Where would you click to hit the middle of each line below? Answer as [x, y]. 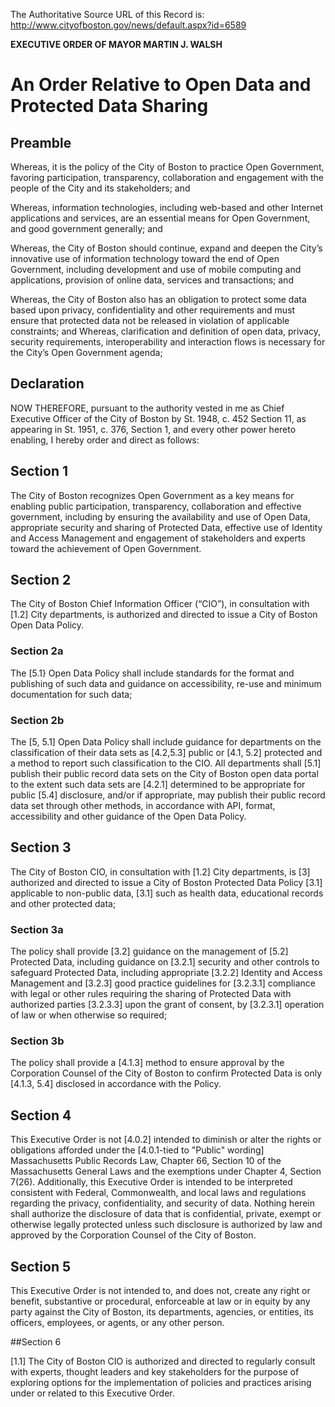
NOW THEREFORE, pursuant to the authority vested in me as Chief [147, 408]
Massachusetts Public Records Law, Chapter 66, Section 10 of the [146, 1161]
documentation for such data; [71, 694]
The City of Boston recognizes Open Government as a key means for [152, 495]
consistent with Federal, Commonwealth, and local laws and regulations [158, 1193]
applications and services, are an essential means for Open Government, [160, 218]
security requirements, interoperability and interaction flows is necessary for [168, 342]
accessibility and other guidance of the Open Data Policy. [128, 816]
